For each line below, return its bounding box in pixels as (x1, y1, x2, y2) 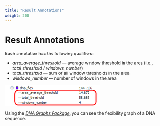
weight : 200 (5, 13, 29, 18)
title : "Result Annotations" (5, 8, 64, 13)
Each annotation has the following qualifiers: (5, 51, 94, 56)
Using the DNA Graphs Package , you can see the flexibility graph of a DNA (5, 110, 156, 116)
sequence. (5, 116, 27, 122)
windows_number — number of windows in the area (12, 75, 117, 81)
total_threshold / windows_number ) (12, 65, 83, 71)
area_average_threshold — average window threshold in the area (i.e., (12, 60, 153, 66)
